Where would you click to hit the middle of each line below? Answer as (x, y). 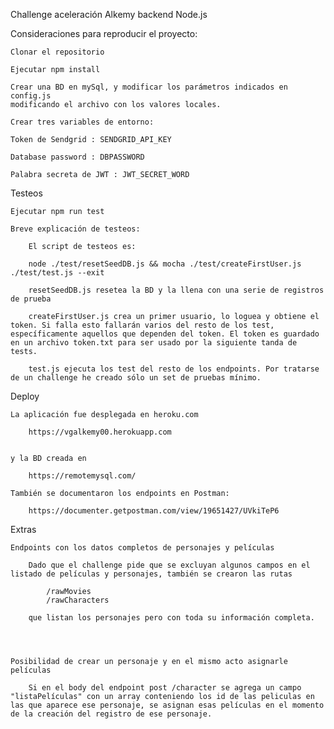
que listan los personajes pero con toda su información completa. (171, 618)
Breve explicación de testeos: (75, 229)
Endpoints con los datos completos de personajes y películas (142, 548)
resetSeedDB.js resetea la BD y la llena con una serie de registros (176, 290)
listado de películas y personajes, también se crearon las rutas (151, 574)
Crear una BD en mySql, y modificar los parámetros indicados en (149, 87)
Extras (23, 529)
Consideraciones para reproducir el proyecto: (104, 33)
